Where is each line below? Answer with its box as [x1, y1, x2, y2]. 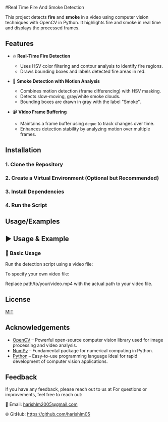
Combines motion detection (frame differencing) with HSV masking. [20, 88, 161, 94]
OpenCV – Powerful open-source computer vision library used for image [12, 337, 163, 343]
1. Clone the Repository [5, 161, 63, 168]
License [5, 295, 31, 304]
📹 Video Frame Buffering [12, 109, 67, 115]
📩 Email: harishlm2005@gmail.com [5, 401, 78, 407]
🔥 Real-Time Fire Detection [12, 53, 71, 59]
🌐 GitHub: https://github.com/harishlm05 [5, 411, 91, 417]
